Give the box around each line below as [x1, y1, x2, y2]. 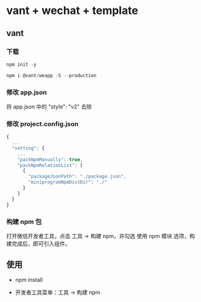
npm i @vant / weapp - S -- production [6, 72, 97, 79]
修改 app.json [6, 88, 47, 96]
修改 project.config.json [6, 119, 79, 128]
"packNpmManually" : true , [17, 156, 83, 163]
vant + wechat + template [6, 4, 138, 18]
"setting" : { [12, 145, 45, 151]
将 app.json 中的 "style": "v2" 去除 [6, 103, 93, 110]
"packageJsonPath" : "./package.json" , [28, 174, 127, 180]
